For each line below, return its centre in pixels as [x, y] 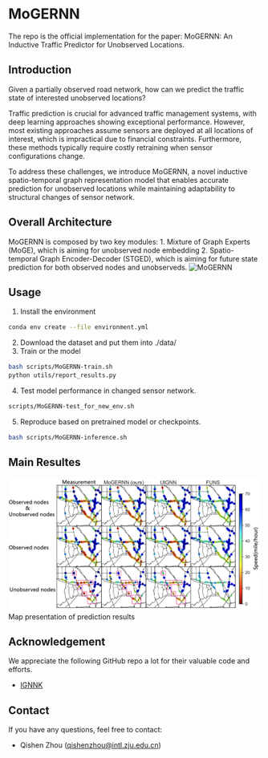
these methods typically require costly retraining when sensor [111, 147]
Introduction [40, 70]
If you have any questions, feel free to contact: [85, 730]
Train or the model [51, 351]
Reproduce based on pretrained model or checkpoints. [110, 421]
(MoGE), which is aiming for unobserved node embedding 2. [108, 250]
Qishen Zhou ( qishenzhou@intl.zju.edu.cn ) [91, 745]
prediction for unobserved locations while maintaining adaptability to [122, 188]
